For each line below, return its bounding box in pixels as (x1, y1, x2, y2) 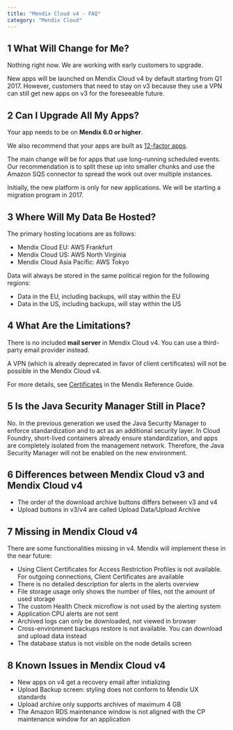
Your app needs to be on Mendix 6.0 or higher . (7, 128, 143, 137)
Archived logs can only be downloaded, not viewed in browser (17, 617, 197, 625)
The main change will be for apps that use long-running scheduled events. (7, 155, 221, 164)
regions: (7, 278, 31, 287)
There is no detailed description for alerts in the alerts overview (17, 580, 200, 588)
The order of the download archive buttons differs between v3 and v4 (17, 498, 218, 506)
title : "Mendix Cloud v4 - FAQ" (7, 10, 101, 17)
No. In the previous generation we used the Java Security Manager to (7, 419, 207, 427)
